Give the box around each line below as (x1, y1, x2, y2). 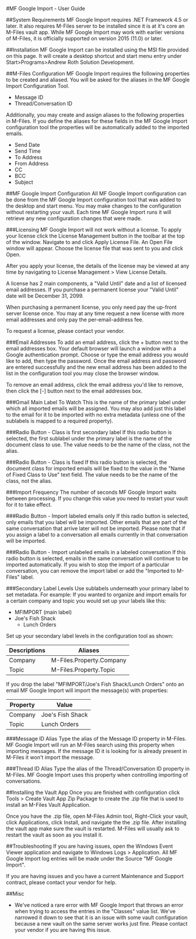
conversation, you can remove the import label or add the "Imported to (6, 567, 176, 574)
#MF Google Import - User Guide (6, 5, 86, 12)
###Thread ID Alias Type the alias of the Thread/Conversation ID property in (6, 765, 190, 772)
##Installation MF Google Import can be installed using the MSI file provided (6, 46, 189, 53)
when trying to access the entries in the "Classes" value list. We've (14, 908, 176, 914)
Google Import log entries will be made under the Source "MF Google (6, 855, 173, 862)
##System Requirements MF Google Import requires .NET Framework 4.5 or (6, 16, 188, 23)
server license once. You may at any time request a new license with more (6, 310, 185, 317)
